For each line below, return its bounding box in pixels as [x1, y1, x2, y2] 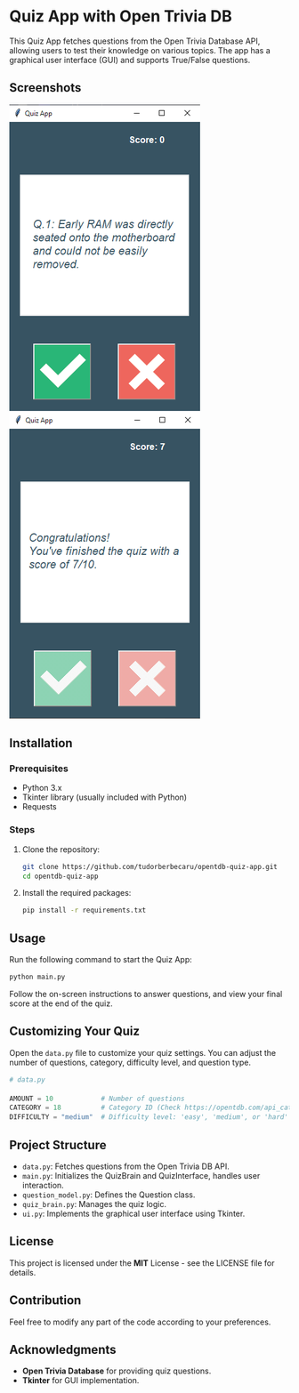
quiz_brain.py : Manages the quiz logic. [21, 1199, 167, 1210]
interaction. [21, 1180, 64, 1191]
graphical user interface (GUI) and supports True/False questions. [9, 54, 251, 65]
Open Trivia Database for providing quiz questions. [21, 1365, 212, 1376]
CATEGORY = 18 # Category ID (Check [9, 1103, 181, 1113]
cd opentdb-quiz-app [21, 872, 99, 881]
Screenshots [9, 80, 82, 95]
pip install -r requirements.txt [21, 906, 147, 915]
